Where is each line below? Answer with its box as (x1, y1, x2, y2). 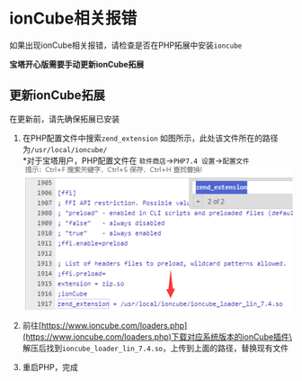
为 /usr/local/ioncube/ (22, 143, 108, 154)
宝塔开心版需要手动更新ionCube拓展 (9, 59, 145, 69)
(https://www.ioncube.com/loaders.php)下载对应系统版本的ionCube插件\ (22, 331, 292, 342)
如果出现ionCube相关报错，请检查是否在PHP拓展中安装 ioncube (9, 40, 243, 50)
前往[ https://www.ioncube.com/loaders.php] (22, 320, 188, 331)
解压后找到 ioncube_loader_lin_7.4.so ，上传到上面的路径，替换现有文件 (22, 342, 289, 353)
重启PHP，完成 (22, 361, 79, 372)
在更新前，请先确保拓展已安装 (9, 113, 120, 124)
